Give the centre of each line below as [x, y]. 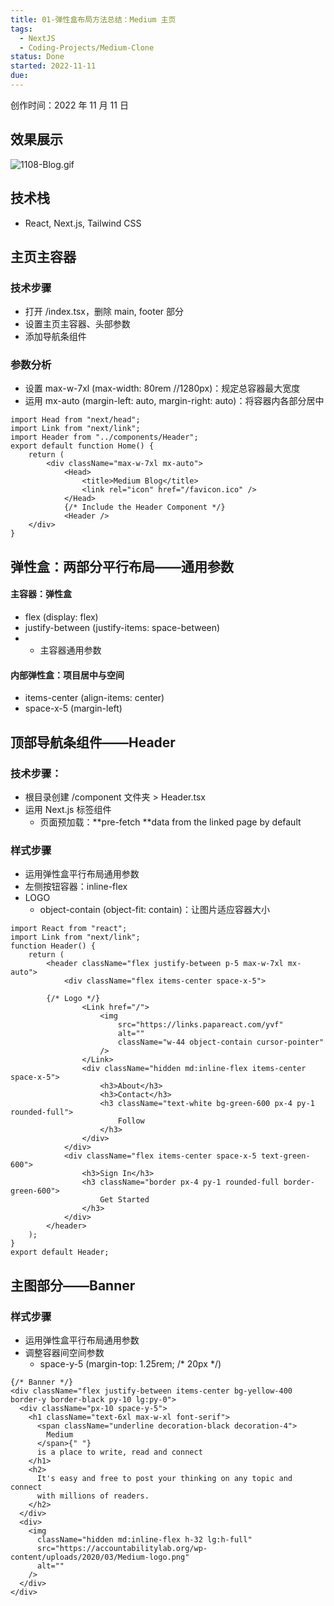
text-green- [285, 1156]
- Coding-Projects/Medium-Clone [87, 47]
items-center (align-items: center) [94, 698]
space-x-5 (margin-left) [73, 708]
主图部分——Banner [73, 1285]
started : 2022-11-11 [53, 66]
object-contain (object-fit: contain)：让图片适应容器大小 [154, 910]
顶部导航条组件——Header [93, 742]
